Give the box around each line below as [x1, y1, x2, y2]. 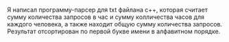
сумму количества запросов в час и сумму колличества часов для [7, 13, 204, 21]
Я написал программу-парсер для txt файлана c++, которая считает [7, 6, 208, 14]
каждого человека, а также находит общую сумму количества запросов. [7, 20, 223, 28]
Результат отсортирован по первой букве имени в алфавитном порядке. [7, 27, 221, 35]
